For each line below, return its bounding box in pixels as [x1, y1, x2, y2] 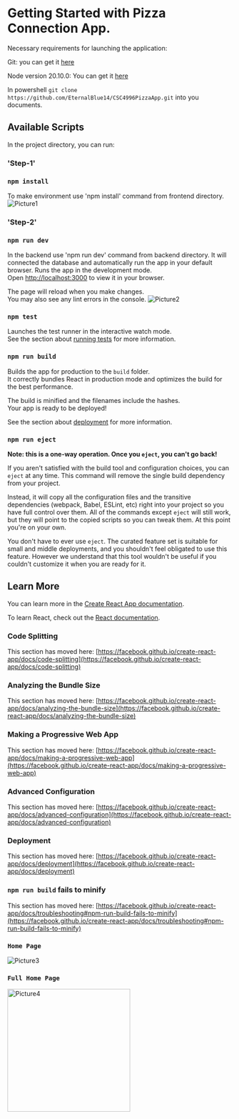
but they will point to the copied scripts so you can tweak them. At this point [7, 516, 230, 524]
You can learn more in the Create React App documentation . [7, 599, 185, 608]
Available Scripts [7, 121, 84, 134]
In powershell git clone [7, 85, 78, 94]
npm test [7, 313, 38, 321]
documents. [7, 100, 43, 109]
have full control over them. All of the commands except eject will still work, [7, 508, 231, 517]
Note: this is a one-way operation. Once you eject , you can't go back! [7, 450, 218, 459]
